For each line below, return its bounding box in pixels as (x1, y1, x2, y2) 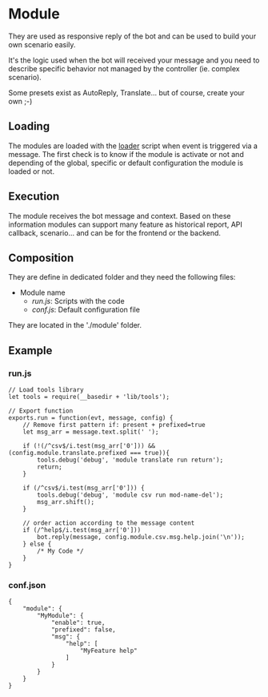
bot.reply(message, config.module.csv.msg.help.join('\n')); (37, 534, 246, 542)
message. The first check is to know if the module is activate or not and (8, 149, 244, 159)
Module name (19, 288, 66, 297)
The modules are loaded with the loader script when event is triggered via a (8, 141, 258, 151)
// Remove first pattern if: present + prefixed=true (22, 421, 206, 429)
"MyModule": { (37, 612, 84, 620)
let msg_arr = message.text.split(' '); (22, 428, 159, 437)
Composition (8, 251, 74, 264)
